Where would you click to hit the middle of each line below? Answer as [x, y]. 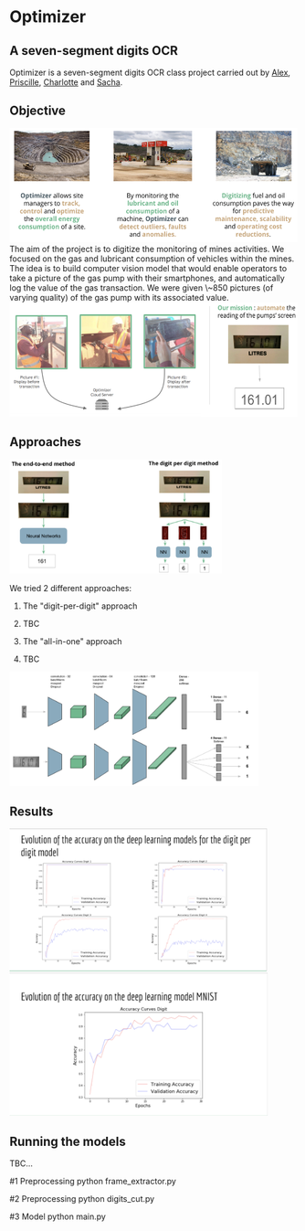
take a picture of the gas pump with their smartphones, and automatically [147, 278]
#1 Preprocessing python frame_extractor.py [93, 1182]
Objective [38, 111]
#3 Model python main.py [58, 1216]
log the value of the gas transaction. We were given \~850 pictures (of [142, 287]
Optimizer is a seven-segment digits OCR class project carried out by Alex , [150, 72]
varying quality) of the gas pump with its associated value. [120, 297]
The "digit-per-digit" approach [80, 606]
